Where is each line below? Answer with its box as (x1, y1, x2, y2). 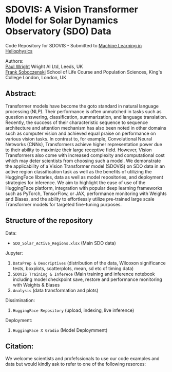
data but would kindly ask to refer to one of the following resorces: (5, 361, 146, 367)
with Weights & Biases (12, 281, 60, 288)
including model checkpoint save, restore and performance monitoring (12, 276, 163, 282)
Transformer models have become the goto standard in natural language (5, 103, 159, 109)
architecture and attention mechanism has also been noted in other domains (5, 125, 167, 131)
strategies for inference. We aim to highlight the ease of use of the (5, 179, 146, 186)
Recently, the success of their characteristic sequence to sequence (5, 119, 148, 126)
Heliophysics (5, 48, 33, 54)
